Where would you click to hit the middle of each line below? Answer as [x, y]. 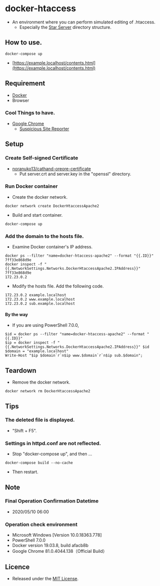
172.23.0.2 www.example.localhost [40, 300]
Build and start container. [37, 215]
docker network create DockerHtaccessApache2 [52, 206]
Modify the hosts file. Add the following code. [58, 286]
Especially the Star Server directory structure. [65, 27]
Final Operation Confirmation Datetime [52, 501]
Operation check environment [41, 524]
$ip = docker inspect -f [30, 343]
